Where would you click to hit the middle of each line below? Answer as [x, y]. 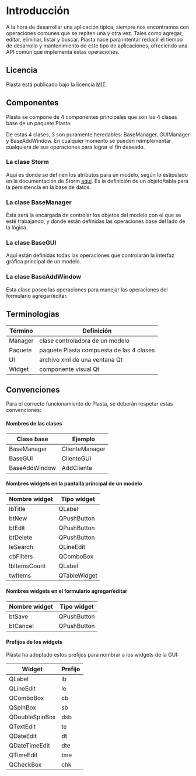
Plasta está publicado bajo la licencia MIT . [57, 84]
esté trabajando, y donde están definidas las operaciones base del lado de [96, 221]
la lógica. [17, 228]
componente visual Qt [69, 369]
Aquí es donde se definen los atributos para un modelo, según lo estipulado [97, 174]
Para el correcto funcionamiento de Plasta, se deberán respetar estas [90, 404]
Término [21, 331]
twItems [20, 575]
